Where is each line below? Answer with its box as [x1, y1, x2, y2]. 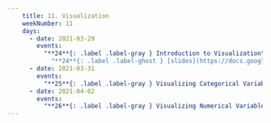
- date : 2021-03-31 [28, 65, 95, 73]
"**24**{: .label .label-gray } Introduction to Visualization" [43, 49, 265, 57]
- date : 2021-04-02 [28, 87, 95, 95]
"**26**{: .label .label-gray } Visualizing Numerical [43, 102, 232, 110]
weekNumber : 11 [22, 19, 74, 28]
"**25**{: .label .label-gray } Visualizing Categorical [43, 79, 240, 87]
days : [22, 27, 41, 35]
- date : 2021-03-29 [28, 34, 95, 43]
